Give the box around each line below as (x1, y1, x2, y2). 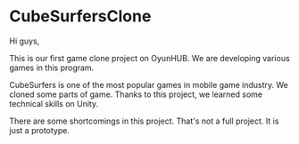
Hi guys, (9, 36, 40, 46)
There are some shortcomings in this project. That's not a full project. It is (9, 116, 279, 126)
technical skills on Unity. (9, 98, 99, 108)
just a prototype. (9, 124, 70, 135)
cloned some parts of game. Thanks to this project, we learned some (9, 89, 263, 100)
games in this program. (9, 62, 95, 73)
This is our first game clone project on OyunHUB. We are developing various (9, 52, 290, 63)
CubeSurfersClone (9, 6, 152, 27)
